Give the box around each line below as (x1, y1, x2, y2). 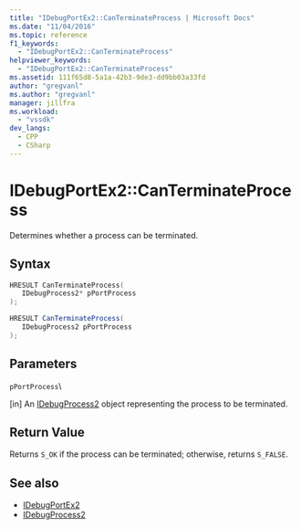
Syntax (9, 257, 51, 272)
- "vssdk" (17, 115, 55, 124)
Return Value (9, 424, 85, 439)
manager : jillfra (9, 98, 76, 108)
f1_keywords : (9, 38, 59, 48)
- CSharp (17, 141, 51, 150)
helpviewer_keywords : (9, 56, 92, 65)
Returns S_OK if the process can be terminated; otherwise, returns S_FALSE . (9, 449, 289, 460)
